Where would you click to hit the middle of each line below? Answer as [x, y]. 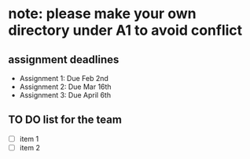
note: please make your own [102, 14]
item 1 [29, 139]
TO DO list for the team [65, 120]
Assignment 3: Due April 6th [65, 95]
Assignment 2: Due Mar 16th [65, 87]
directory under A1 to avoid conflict [125, 30]
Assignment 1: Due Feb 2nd [64, 78]
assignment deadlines [64, 59]
